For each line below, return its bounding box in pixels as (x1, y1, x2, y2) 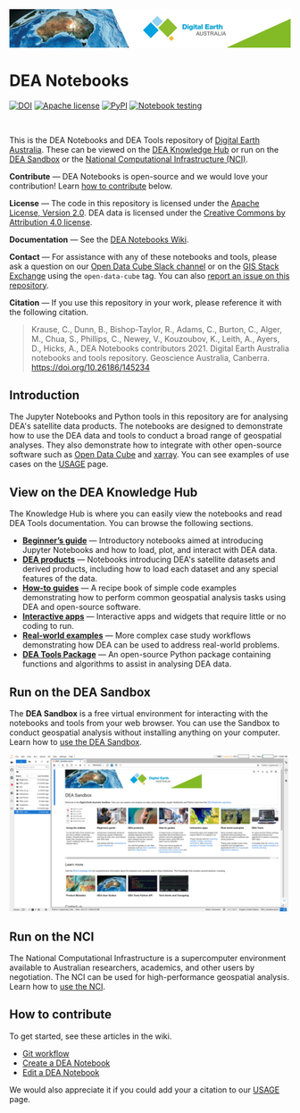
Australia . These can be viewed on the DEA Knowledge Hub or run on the (9, 144, 279, 155)
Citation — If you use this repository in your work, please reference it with (9, 297, 282, 307)
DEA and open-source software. (21, 602, 141, 613)
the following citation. (9, 306, 89, 317)
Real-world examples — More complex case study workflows (21, 630, 252, 641)
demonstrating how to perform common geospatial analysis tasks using (21, 592, 287, 603)
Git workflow (21, 1048, 70, 1059)
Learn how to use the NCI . (9, 982, 105, 992)
